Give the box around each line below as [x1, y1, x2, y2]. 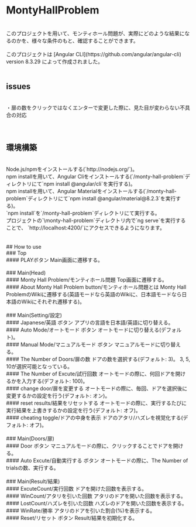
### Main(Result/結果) [6, 478, 60, 485]
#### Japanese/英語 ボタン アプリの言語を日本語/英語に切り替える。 [6, 319, 174, 326]
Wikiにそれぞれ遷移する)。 [21, 298, 85, 305]
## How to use [6, 243, 42, 250]
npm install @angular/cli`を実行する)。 [43, 180, 136, 187]
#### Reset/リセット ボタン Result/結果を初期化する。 [6, 514, 138, 521]
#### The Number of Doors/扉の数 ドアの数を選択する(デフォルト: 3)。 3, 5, [6, 355, 190, 362]
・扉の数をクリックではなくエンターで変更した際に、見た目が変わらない [6, 104, 180, 111]
